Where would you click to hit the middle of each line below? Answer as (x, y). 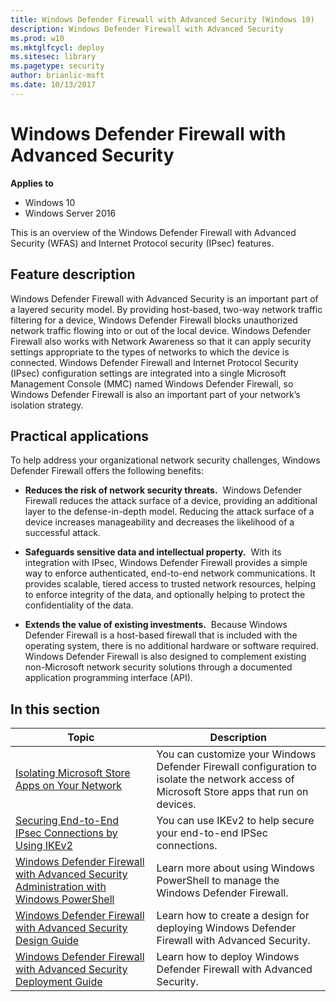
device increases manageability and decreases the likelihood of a (159, 522)
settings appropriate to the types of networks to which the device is (150, 352)
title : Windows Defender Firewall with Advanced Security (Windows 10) (162, 19)
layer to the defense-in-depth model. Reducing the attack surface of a (169, 512)
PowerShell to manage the (218, 881)
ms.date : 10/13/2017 (53, 85)
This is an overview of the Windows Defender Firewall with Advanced (153, 232)
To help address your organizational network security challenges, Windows (165, 460)
